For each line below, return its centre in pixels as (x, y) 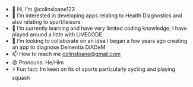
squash (21, 78)
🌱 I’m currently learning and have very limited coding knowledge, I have (99, 28)
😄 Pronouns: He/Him (38, 62)
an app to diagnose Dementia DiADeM (58, 47)
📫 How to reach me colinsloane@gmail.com (66, 54)
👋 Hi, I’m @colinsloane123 (43, 9)
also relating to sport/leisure (46, 22)
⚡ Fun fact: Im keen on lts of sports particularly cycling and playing (94, 69)
